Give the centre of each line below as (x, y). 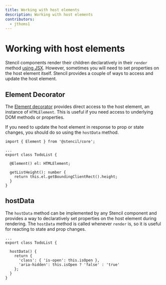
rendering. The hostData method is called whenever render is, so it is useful (83, 224)
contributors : (20, 19)
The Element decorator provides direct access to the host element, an (77, 107)
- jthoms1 (20, 24)
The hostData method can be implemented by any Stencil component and (81, 213)
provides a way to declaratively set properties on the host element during (81, 218)
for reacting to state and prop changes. (46, 229)
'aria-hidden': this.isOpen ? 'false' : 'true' (69, 264)
